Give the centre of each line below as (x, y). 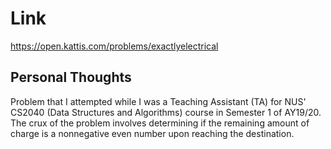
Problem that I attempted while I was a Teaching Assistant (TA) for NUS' (158, 101)
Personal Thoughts (71, 77)
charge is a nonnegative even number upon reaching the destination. (152, 133)
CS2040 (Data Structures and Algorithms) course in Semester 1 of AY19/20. (166, 112)
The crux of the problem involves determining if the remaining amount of (160, 123)
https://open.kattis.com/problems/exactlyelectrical (114, 46)
